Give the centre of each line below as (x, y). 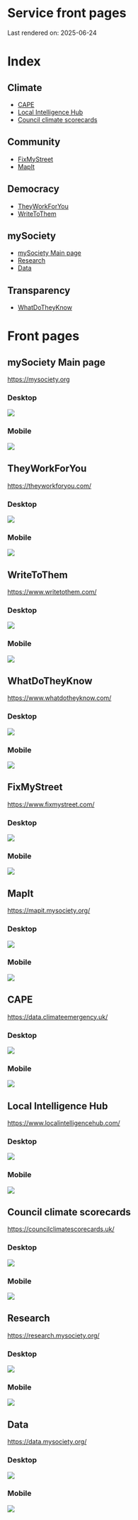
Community (34, 142)
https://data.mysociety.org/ (47, 1442)
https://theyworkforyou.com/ (50, 486)
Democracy (34, 189)
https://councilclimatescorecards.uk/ (61, 1229)
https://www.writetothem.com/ (52, 592)
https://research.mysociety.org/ (54, 1335)
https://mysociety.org (39, 379)
